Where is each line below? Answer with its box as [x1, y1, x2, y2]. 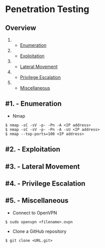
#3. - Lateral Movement [5, 162, 80, 171]
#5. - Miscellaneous [5, 196, 69, 205]
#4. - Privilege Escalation [5, 179, 85, 188]
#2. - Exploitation [5, 145, 60, 154]
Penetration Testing [5, 4, 89, 15]
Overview [5, 24, 37, 32]
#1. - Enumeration [5, 100, 62, 108]
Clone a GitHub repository [12, 228, 67, 234]
